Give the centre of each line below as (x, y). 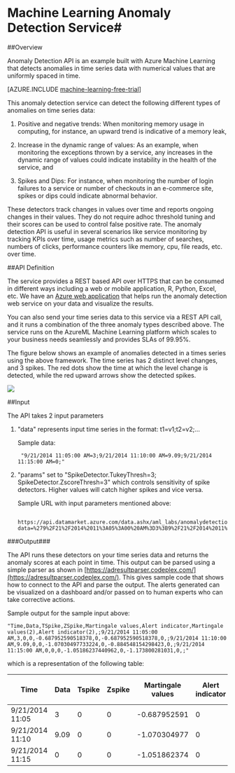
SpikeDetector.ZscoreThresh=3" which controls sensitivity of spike (114, 482)
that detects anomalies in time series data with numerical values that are (111, 68)
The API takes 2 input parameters (55, 416)
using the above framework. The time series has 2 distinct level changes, (113, 360)
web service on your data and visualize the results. (80, 303)
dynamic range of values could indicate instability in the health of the (117, 160)
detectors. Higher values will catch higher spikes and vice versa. (111, 489)
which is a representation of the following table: (76, 663)
